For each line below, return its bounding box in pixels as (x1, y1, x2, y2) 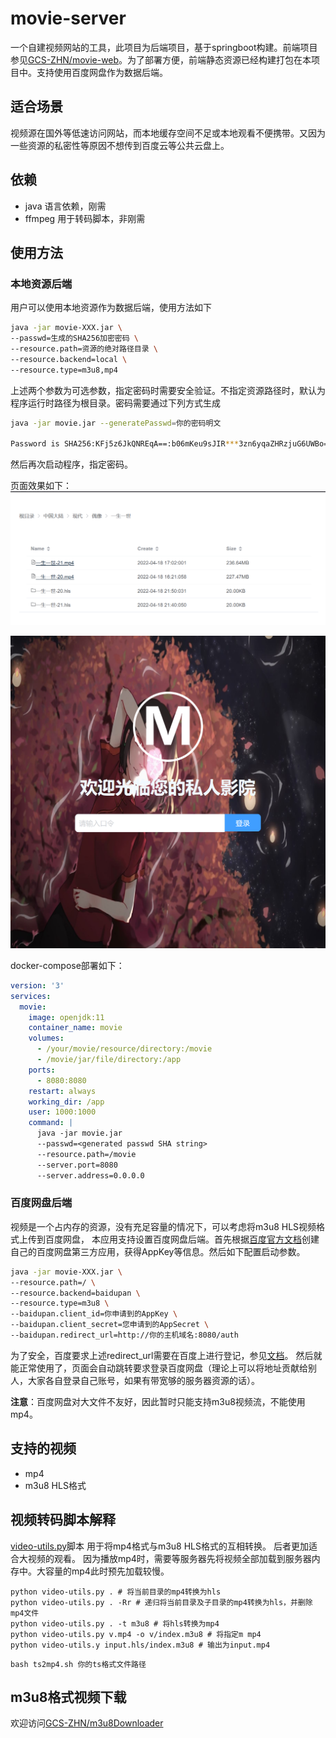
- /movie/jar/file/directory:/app (36, 1055, 182, 1065)
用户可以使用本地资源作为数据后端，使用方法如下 (10, 302, 212, 314)
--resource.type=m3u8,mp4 (10, 365, 118, 375)
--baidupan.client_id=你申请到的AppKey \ (10, 1309, 178, 1319)
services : (10, 991, 52, 1001)
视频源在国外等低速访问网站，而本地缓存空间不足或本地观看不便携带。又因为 (10, 127, 326, 139)
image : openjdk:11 (28, 1012, 105, 1022)
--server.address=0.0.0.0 (36, 1170, 145, 1181)
